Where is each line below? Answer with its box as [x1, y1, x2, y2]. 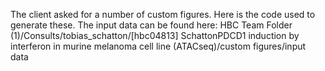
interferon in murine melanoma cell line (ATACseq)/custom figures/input [10, 40, 307, 52]
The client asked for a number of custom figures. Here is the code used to [10, 9, 316, 20]
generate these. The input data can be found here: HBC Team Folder [10, 19, 293, 31]
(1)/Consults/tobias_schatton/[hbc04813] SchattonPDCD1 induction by [10, 30, 300, 41]
